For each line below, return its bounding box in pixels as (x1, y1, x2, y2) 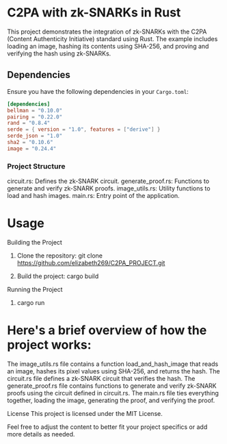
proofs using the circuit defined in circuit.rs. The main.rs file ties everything (7, 388, 219, 397)
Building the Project (7, 238, 63, 246)
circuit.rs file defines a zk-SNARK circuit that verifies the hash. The (7, 374, 196, 382)
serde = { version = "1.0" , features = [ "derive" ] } (7, 126, 161, 133)
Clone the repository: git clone (16, 251, 103, 260)
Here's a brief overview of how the (7, 323, 207, 338)
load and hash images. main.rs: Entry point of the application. (7, 192, 180, 200)
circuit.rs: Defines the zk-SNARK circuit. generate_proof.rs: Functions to (7, 177, 210, 186)
